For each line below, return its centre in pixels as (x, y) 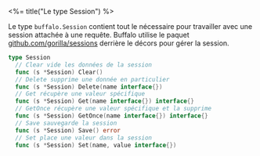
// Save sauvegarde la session (66, 123)
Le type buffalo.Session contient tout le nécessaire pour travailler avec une (130, 26)
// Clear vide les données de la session (84, 65)
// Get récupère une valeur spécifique (80, 94)
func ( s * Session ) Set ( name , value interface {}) (96, 145)
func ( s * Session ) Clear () (59, 72)
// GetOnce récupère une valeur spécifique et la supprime (114, 109)
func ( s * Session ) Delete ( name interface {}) (89, 87)
